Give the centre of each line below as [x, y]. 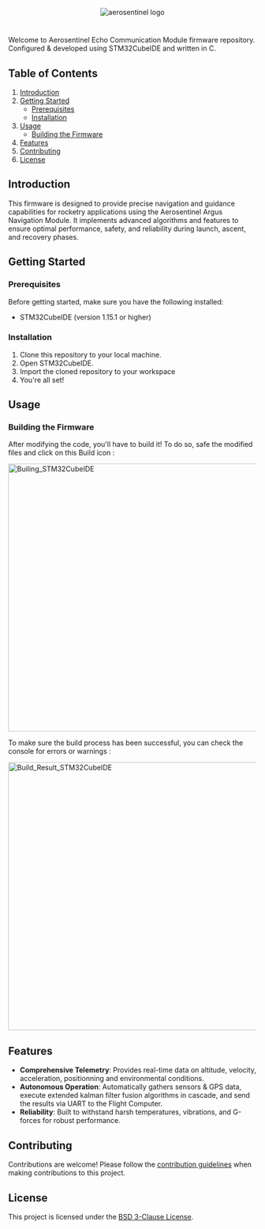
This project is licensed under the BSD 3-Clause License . [101, 1216]
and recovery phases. [43, 236]
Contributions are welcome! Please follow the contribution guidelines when [130, 1165]
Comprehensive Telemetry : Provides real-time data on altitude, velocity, [138, 1070]
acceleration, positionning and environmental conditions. [112, 1079]
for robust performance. [81, 1121]
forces [30, 1121]
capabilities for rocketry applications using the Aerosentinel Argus [116, 212]
